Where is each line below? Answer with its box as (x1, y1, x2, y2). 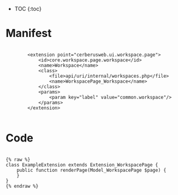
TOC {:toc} (14, 5, 42, 12)
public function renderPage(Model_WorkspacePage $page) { (16, 167, 166, 173)
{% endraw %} (5, 183, 39, 189)
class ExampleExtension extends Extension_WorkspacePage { (5, 162, 159, 168)
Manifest (5, 27, 52, 40)
